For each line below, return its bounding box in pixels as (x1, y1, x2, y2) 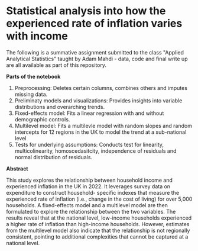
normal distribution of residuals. (14, 153, 93, 160)
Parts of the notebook (6, 73, 61, 80)
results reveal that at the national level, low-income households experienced (6, 214, 192, 221)
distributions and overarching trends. (14, 103, 105, 110)
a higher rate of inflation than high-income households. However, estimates (6, 220, 190, 227)
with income (6, 30, 68, 43)
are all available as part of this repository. (6, 61, 107, 69)
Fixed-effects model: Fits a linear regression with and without (14, 110, 164, 117)
